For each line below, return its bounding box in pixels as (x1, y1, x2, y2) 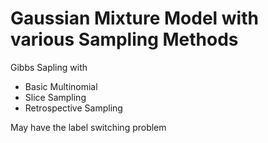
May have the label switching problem (10, 121, 167, 133)
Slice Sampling (24, 91, 87, 103)
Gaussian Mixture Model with (10, 7, 259, 30)
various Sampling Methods (10, 28, 239, 51)
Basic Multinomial (24, 80, 98, 92)
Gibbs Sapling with (10, 61, 88, 73)
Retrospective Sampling (24, 102, 123, 114)
